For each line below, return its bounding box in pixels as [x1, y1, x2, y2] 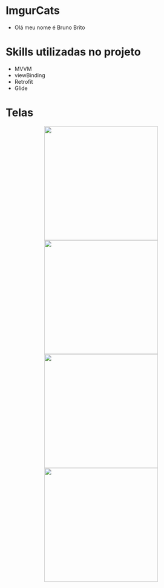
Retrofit [14, 78, 33, 85]
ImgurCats [5, 4, 60, 18]
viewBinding [14, 71, 46, 79]
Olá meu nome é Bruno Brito [14, 24, 85, 31]
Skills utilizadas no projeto [5, 45, 141, 59]
